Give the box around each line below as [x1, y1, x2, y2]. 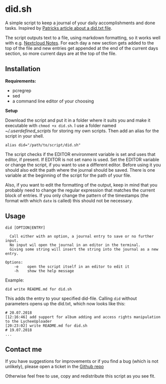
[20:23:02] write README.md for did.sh [5, 323, 88, 328]
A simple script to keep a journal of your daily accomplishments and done [5, 20, 155, 26]
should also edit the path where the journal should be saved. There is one [5, 167, 155, 173]
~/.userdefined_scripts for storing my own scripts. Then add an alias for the [5, 128, 160, 134]
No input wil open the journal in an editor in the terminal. [9, 242, 141, 247]
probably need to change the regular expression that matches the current [5, 187, 155, 193]
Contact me [5, 345, 42, 353]
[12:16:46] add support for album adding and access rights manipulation [5, 314, 161, 320]
